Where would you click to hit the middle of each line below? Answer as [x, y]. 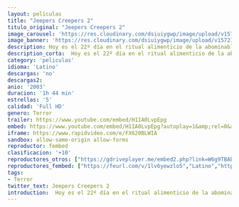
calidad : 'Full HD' [36, 107]
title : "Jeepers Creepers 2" [51, 21]
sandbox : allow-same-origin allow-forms [68, 139]
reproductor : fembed [38, 147]
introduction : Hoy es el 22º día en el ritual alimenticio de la [108, 193]
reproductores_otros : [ [43, 160]
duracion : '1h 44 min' [41, 93]
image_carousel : [31, 34]
